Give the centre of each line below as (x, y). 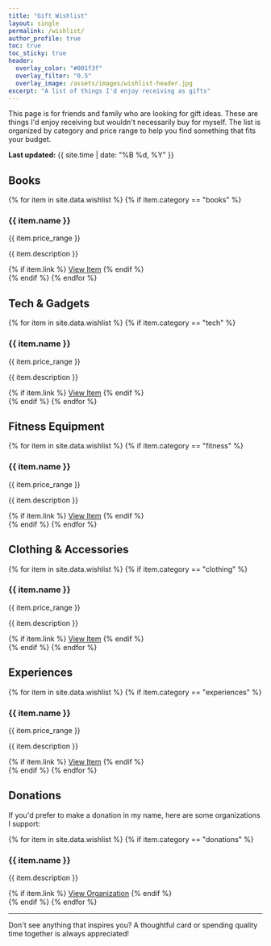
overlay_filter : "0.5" (54, 76)
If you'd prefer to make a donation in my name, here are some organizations (134, 815)
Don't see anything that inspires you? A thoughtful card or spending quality (133, 925)
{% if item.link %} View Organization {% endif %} (90, 894)
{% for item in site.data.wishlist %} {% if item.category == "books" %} (125, 200)
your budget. (30, 140)
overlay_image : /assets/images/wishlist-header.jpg (104, 83)
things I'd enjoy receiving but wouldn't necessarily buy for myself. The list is (134, 123)
